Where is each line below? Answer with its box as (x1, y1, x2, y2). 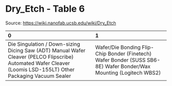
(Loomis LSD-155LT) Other (8, 66, 75, 73)
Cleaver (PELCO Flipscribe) (8, 53, 74, 60)
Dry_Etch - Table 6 (5, 3, 85, 15)
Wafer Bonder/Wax (104, 63, 151, 70)
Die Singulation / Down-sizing (8, 40, 80, 47)
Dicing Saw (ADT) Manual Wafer (8, 47, 86, 54)
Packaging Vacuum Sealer (8, 72, 71, 79)
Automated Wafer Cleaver (8, 60, 70, 67)
